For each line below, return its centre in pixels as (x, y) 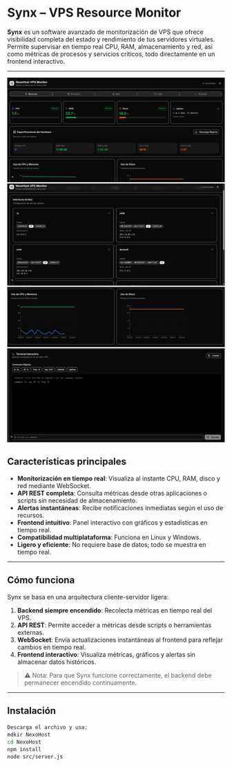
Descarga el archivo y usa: (48, 728)
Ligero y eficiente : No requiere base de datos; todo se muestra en (112, 544)
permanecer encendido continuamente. (80, 683)
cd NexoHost (24, 742)
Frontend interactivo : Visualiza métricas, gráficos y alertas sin (106, 654)
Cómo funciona (41, 580)
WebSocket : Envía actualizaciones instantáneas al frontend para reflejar (120, 640)
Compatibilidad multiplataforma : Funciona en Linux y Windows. (109, 537)
